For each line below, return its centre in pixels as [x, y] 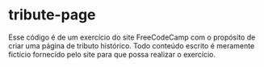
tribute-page [52, 15]
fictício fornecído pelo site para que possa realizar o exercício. [112, 54]
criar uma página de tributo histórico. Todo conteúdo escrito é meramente [132, 45]
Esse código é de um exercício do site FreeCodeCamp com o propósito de [132, 37]
